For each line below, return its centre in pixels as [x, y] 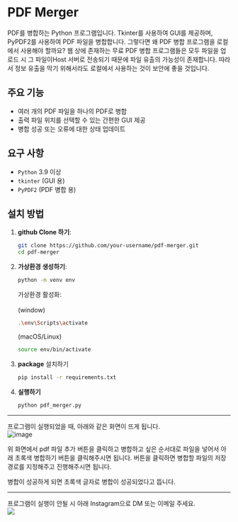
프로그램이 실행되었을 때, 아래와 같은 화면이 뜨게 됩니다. [84, 426]
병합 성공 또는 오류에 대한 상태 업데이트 [72, 129]
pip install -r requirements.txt [67, 377]
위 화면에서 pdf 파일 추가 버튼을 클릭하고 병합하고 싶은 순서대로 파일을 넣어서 [113, 449]
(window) [32, 310]
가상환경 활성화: [39, 294]
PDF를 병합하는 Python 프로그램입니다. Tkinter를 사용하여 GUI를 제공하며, [110, 33]
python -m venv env [46, 280]
